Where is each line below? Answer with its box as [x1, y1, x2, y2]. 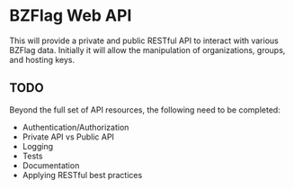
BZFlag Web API [9, 5, 132, 26]
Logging [22, 140, 54, 151]
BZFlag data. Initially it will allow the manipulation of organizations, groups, [9, 44, 286, 55]
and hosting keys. [9, 54, 76, 65]
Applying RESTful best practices [22, 169, 143, 180]
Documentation [22, 159, 80, 171]
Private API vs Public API [22, 131, 115, 142]
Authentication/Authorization [22, 121, 129, 132]
